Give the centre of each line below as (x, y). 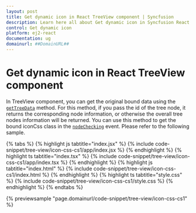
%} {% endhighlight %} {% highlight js (107, 162)
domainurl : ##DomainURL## (37, 44)
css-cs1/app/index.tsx (33, 162)
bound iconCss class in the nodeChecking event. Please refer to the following (98, 126)
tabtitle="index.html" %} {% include (49, 168)
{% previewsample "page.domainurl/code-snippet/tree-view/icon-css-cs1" (97, 198)
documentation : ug (28, 39)
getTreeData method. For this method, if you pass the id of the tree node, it (96, 107)
